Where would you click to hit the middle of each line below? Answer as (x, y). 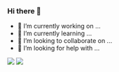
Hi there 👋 (24, 11)
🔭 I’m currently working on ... (59, 26)
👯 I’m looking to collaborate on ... (65, 41)
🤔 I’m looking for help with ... (58, 48)
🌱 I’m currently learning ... (55, 33)
